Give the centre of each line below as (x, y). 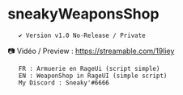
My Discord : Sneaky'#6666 (64, 83)
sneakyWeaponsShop (83, 14)
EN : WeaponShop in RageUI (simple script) (93, 76)
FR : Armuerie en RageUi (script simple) (89, 68)
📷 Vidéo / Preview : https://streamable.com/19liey (91, 51)
